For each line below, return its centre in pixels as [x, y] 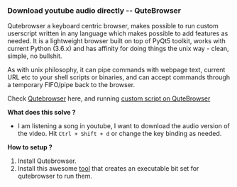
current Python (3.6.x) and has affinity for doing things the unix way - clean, [118, 49]
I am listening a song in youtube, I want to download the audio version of [124, 126]
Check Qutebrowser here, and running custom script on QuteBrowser [109, 98]
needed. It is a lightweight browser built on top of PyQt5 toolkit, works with [116, 41]
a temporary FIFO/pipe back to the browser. [71, 85]
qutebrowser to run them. [55, 176]
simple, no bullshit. [35, 56]
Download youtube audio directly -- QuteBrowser [94, 11]
